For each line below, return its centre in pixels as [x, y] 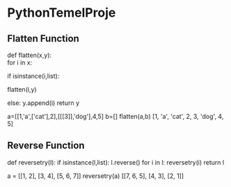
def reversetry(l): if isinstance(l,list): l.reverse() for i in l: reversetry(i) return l [116, 162]
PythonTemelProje [62, 13]
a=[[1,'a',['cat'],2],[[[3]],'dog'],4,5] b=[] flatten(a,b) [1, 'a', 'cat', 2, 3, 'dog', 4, [115, 116]
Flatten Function [43, 39]
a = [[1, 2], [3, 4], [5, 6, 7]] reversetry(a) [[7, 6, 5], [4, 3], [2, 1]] [96, 176]
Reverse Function [46, 146]
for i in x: [20, 63]
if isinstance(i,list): [33, 76]
